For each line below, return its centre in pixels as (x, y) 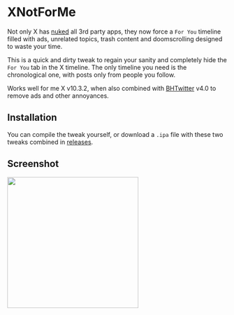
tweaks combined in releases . (50, 142)
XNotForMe (42, 12)
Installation (32, 118)
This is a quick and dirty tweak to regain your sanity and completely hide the (117, 59)
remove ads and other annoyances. (58, 96)
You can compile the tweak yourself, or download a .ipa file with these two (115, 134)
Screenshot (33, 164)
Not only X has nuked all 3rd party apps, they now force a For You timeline (114, 31)
